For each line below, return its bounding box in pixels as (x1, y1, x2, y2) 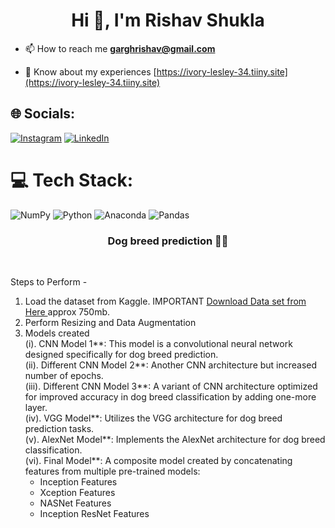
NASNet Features (39, 497, 112, 509)
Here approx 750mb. (24, 305, 111, 318)
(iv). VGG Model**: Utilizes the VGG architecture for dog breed (24, 412, 283, 424)
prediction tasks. (24, 422, 95, 434)
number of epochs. (24, 369, 104, 381)
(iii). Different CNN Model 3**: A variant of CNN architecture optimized (24, 380, 318, 392)
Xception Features (39, 486, 116, 498)
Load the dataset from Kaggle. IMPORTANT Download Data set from (24, 295, 307, 307)
